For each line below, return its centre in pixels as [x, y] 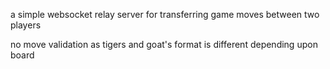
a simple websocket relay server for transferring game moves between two [165, 14]
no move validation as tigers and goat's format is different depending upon [164, 44]
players [26, 25]
